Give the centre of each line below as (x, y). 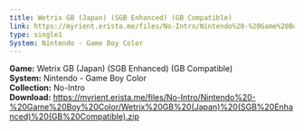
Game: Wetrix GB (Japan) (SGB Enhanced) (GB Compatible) (121, 69)
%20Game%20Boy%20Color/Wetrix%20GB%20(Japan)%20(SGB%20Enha (152, 107)
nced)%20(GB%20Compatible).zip (75, 117)
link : (19, 26)
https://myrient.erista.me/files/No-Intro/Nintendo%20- (154, 98)
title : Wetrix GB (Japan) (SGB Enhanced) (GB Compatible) (121, 18)
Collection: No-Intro (47, 88)
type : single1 (36, 34)
